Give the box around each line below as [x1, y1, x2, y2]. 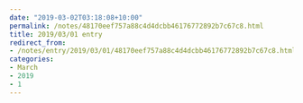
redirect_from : [9, 38, 67, 47]
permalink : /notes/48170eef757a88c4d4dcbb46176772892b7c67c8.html [9, 21, 264, 30]
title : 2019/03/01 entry [9, 30, 103, 39]
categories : [9, 55, 54, 64]
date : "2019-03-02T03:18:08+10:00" [9, 13, 143, 22]
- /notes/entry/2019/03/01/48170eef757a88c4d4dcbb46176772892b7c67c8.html [9, 47, 297, 56]
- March [9, 64, 39, 73]
